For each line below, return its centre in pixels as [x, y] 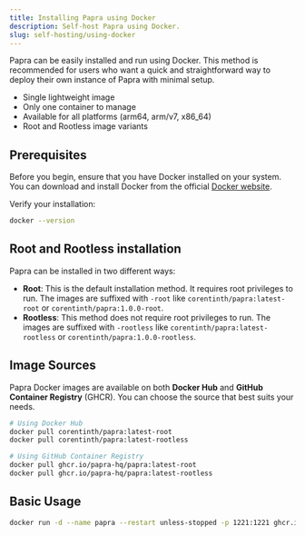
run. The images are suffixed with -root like [104, 298]
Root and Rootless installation [95, 249]
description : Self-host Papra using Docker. [95, 26]
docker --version [42, 221]
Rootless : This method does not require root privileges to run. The [147, 317]
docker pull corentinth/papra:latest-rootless [99, 440]
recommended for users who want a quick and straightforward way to [140, 70]
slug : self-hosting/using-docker [73, 35]
